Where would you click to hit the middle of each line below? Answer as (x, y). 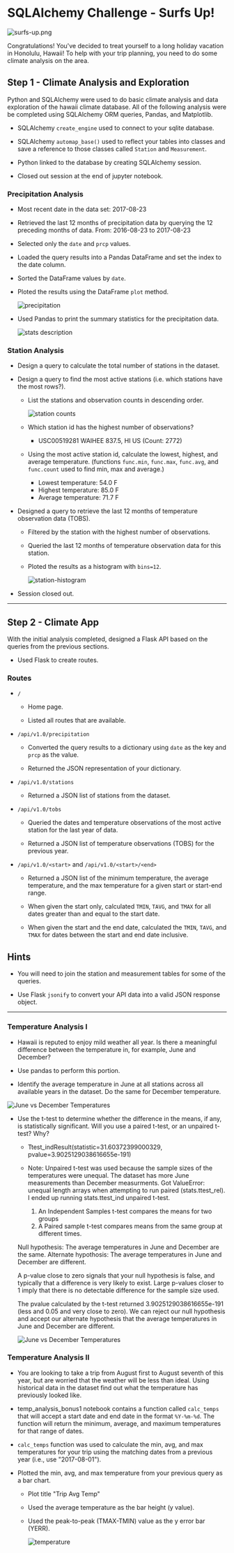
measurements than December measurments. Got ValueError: (116, 1183)
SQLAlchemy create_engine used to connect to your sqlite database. (116, 128)
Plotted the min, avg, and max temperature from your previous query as (120, 1473)
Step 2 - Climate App (53, 622)
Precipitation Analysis (45, 194)
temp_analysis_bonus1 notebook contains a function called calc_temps (118, 1408)
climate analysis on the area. (48, 60)
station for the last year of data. (73, 830)
